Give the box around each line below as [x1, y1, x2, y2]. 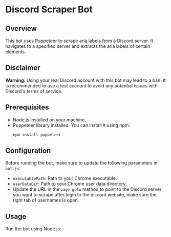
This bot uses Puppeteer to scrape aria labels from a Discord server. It [5, 38, 154, 44]
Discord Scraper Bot [5, 4, 93, 15]
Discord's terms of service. [5, 88, 63, 94]
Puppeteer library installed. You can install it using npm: [12, 122, 131, 128]
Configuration [5, 146, 51, 155]
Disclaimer [5, 63, 40, 72]
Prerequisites [5, 103, 49, 112]
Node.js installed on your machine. [12, 117, 86, 123]
